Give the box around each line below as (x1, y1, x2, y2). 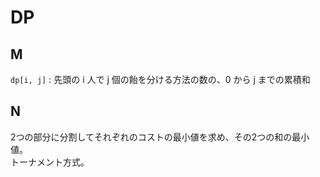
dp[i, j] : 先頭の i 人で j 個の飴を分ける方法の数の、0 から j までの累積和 (10, 74, 311, 85)
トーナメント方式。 (10, 156, 90, 168)
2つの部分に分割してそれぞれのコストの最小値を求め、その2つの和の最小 (10, 131, 310, 143)
